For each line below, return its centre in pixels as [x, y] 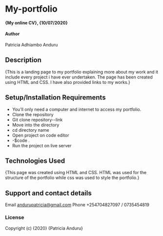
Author [12, 34]
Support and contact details [48, 193]
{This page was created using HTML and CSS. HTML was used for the [76, 173]
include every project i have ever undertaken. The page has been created [79, 77]
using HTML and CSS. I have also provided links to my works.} [68, 82]
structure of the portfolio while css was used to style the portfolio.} [72, 178]
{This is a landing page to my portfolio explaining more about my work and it [82, 72]
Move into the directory [36, 125]
